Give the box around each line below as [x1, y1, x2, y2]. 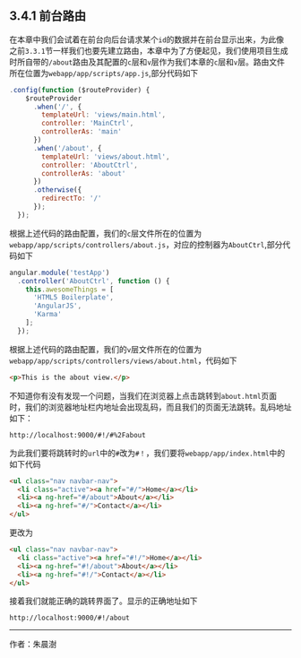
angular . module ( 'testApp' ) [9, 268, 110, 277]
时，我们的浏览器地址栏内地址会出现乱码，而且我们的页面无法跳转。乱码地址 [9, 402, 292, 412]
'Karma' [32, 310, 63, 319]
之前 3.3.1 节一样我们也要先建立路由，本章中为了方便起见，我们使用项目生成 [9, 45, 288, 56]
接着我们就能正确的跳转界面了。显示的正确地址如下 [9, 595, 198, 607]
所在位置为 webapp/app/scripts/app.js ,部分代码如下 [9, 67, 199, 78]
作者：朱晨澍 [9, 639, 56, 650]
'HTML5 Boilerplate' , [32, 293, 115, 302]
